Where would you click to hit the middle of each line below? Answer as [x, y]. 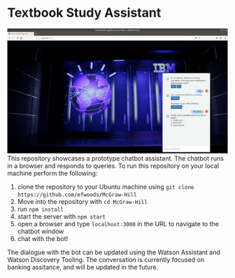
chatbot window [41, 231]
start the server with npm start [62, 216]
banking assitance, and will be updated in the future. [83, 267]
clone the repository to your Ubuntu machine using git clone [106, 186]
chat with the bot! [43, 238]
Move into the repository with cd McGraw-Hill [83, 201]
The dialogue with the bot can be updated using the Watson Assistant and [114, 252]
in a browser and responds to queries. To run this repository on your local [113, 166]
